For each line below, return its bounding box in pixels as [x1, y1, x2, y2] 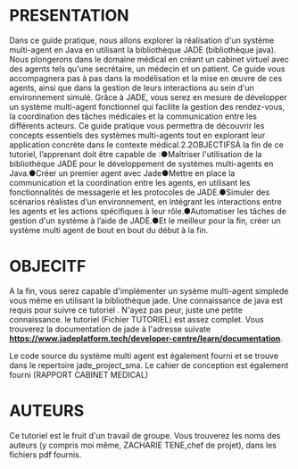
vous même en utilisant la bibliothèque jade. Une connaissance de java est [9, 295, 284, 306]
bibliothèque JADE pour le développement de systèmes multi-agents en [9, 158, 274, 169]
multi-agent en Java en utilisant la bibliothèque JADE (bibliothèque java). [9, 44, 277, 54]
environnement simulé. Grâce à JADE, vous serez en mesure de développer [9, 91, 287, 103]
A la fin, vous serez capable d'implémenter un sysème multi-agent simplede [9, 285, 289, 296]
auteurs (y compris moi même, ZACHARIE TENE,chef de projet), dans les [9, 440, 277, 450]
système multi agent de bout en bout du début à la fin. [9, 224, 209, 235]
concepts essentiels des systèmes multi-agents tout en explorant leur [9, 130, 266, 140]
